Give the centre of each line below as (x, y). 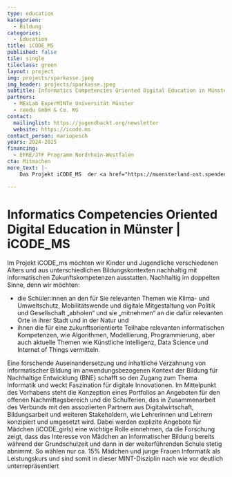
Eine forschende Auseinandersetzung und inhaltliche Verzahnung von (106, 363)
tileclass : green (32, 65)
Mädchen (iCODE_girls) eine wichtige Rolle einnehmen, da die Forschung (111, 429)
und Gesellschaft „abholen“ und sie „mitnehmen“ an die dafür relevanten (120, 313)
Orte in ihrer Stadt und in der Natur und (73, 320)
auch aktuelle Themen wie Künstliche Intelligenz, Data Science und (113, 342)
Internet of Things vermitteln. (59, 350)
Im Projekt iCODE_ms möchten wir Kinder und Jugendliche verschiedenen (113, 263)
